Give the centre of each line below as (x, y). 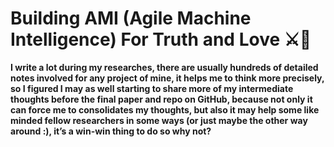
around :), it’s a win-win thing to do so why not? (111, 131)
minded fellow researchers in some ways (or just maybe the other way (159, 120)
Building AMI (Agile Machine (131, 18)
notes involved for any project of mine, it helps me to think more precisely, (167, 78)
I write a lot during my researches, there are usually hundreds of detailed (164, 67)
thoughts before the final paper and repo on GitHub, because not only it (161, 99)
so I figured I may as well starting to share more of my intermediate (152, 88)
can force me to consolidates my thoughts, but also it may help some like (165, 109)
